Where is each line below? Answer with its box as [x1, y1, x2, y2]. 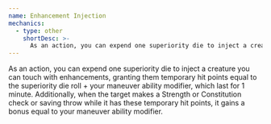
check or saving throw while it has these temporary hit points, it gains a [8, 98, 245, 108]
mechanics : [8, 19, 45, 27]
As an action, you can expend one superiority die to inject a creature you [8, 64, 250, 73]
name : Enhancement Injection [8, 11, 106, 20]
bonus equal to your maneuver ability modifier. [8, 106, 164, 117]
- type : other [15, 27, 63, 35]
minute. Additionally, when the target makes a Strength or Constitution [8, 89, 242, 99]
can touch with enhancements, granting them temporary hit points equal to [8, 72, 257, 82]
